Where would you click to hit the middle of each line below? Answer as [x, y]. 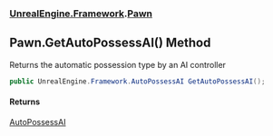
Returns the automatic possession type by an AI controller [118, 64]
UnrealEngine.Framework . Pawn [81, 14]
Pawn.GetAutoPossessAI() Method [110, 43]
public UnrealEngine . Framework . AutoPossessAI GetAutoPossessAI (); [137, 81]
